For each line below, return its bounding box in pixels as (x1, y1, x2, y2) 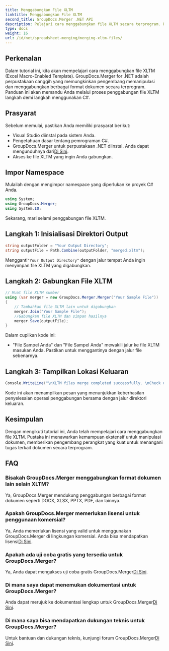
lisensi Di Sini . (5, 538, 33, 545)
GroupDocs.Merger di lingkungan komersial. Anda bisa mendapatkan (5, 533, 148, 539)
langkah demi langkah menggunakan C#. (5, 94, 91, 100)
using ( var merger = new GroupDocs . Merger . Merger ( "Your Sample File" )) (5, 295, 158, 300)
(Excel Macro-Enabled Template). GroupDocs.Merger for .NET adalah (5, 73, 149, 79)
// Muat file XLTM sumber (5, 290, 59, 295)
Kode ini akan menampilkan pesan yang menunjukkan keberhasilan (5, 390, 144, 396)
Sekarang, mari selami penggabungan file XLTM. (5, 215, 106, 221)
